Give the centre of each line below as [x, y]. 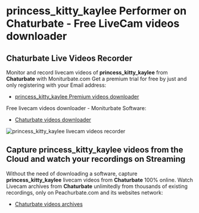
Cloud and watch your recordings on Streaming [96, 159]
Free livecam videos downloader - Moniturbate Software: [76, 108]
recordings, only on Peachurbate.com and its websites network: [85, 192]
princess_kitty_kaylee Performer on [96, 11]
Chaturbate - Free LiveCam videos [93, 24]
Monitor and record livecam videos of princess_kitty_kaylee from [87, 72]
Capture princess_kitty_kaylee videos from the [95, 150]
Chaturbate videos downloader [53, 120]
